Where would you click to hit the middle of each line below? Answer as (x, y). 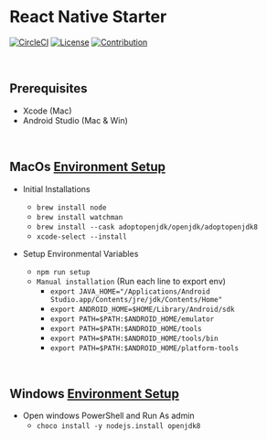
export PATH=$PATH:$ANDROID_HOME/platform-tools (144, 348)
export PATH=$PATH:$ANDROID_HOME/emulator (132, 319)
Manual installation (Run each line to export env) (131, 281)
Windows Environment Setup (95, 394)
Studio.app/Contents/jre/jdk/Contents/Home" (136, 299)
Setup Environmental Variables (80, 253)
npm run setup (63, 272)
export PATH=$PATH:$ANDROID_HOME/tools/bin (134, 338)
